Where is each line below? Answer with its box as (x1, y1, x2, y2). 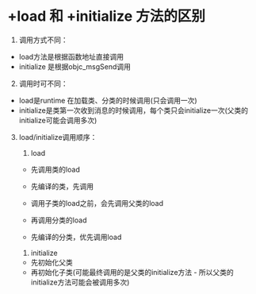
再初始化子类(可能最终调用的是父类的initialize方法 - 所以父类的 (30, 267, 235, 277)
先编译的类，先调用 (30, 181, 94, 191)
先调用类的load (30, 164, 80, 174)
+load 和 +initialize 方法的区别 (7, 7, 205, 25)
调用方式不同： (18, 35, 68, 44)
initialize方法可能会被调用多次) (30, 277, 130, 287)
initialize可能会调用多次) (18, 115, 97, 125)
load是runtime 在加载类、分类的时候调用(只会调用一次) (18, 95, 197, 105)
